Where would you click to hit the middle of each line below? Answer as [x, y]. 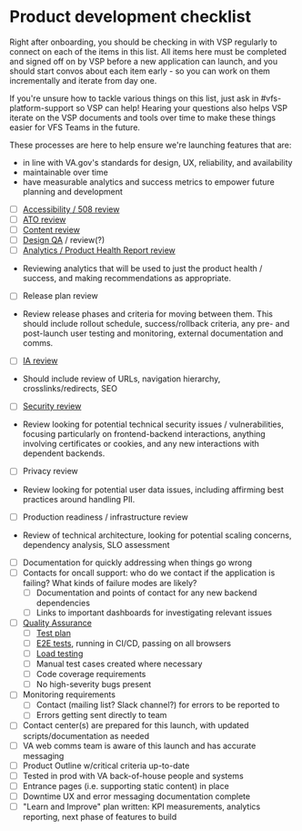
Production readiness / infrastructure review [105, 517]
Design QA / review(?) [64, 240]
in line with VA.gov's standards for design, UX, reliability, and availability [157, 162]
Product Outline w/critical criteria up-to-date [106, 765]
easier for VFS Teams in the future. [75, 127]
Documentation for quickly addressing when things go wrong [137, 562]
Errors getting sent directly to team [101, 715]
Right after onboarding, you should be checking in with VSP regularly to [143, 42]
